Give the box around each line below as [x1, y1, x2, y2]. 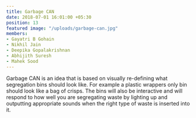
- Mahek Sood [6, 58, 39, 64]
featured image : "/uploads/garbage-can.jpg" [6, 25, 118, 31]
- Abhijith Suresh [6, 53, 52, 59]
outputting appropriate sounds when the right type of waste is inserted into [6, 100, 190, 107]
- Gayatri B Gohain [6, 36, 55, 42]
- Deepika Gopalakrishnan [6, 47, 70, 53]
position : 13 [6, 20, 39, 25]
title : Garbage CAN [6, 8, 55, 15]
